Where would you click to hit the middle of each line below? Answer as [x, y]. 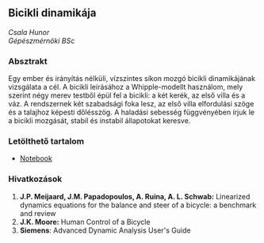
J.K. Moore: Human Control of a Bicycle [85, 222]
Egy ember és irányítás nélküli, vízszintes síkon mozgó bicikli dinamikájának [132, 79]
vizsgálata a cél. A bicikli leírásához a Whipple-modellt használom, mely [126, 87]
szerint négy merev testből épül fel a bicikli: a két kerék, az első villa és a [127, 95]
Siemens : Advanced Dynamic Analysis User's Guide [105, 230]
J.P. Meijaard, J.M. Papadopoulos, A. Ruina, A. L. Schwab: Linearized [135, 196]
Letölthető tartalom [46, 141]
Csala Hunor [29, 32]
